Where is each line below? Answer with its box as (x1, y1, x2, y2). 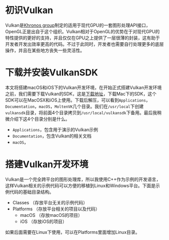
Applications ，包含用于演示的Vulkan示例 (12, 126, 98, 132)
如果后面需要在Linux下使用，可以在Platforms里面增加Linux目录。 (5, 229, 140, 235)
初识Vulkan (5, 5, 53, 16)
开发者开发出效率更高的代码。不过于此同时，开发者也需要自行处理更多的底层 (5, 41, 164, 47)
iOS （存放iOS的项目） (20, 218, 67, 224)
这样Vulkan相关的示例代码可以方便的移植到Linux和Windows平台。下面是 (5, 182, 156, 189)
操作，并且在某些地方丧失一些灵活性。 (5, 47, 84, 53)
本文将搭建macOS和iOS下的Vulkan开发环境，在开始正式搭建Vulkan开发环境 (5, 84, 162, 91)
